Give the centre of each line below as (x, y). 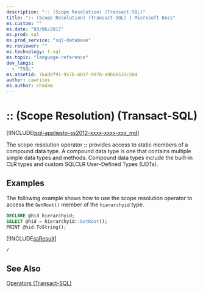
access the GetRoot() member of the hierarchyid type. (75, 204)
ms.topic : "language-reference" (47, 57)
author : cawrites (28, 80)
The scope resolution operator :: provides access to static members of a (97, 145)
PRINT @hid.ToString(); (37, 227)
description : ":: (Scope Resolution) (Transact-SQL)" (76, 12)
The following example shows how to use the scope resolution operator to (99, 198)
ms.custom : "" (24, 23)
